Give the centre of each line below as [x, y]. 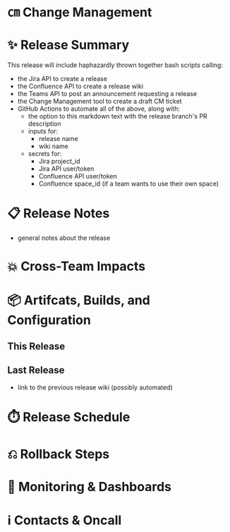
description [44, 124]
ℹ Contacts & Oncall [65, 520]
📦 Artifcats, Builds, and [79, 300]
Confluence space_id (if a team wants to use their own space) [129, 184]
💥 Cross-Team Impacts [77, 266]
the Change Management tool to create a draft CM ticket [99, 102]
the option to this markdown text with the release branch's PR [118, 116]
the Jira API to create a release [62, 79]
